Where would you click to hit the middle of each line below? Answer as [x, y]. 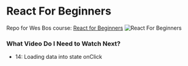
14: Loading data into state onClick [59, 57]
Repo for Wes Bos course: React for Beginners [65, 28]
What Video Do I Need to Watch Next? [63, 44]
